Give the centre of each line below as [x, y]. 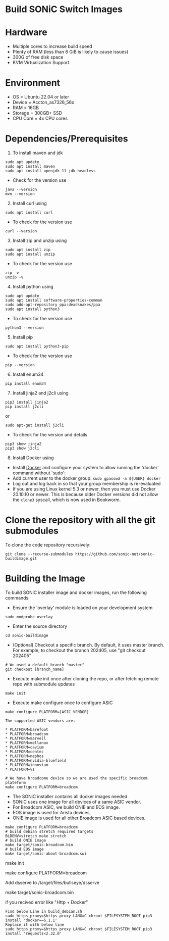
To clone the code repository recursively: [48, 544]
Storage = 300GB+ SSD [37, 113]
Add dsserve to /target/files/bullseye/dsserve [52, 882]
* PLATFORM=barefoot [27, 729]
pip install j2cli [24, 407]
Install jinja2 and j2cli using [41, 393]
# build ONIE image [26, 840]
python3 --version [24, 328]
